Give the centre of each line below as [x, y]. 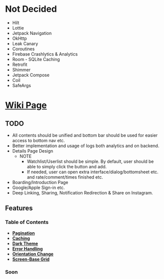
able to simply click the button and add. [67, 166]
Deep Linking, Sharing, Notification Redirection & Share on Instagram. [82, 192]
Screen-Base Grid [31, 259]
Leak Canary [25, 43]
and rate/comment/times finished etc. [65, 177]
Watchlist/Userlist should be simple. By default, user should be [90, 161]
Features [19, 208]
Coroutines [23, 49]
